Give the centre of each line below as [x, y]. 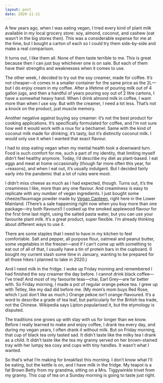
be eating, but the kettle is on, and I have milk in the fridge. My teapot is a [78, 365]
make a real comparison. [30, 48]
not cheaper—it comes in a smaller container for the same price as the [75, 82]
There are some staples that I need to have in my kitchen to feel [69, 234]
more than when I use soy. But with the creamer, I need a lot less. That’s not [81, 103]
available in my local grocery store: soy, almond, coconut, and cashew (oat [80, 33]
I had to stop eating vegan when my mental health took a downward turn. [78, 148]
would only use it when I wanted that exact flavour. [56, 138]
